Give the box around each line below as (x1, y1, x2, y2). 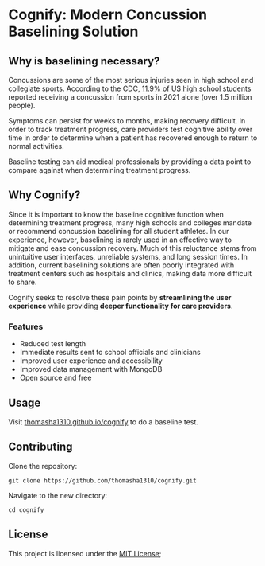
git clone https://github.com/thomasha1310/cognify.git (8, 476, 197, 485)
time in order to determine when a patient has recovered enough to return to (8, 133, 258, 142)
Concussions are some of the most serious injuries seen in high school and (8, 76, 254, 84)
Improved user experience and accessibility (19, 356, 163, 365)
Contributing (8, 440, 73, 454)
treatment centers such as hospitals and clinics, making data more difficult (8, 268, 252, 278)
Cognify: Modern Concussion (8, 6, 208, 24)
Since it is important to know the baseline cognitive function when (8, 209, 225, 219)
